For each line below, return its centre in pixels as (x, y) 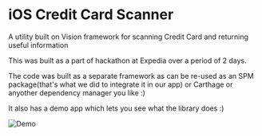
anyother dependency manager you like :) (77, 92)
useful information (38, 45)
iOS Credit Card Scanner (91, 15)
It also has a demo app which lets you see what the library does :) (116, 108)
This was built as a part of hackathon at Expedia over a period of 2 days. (128, 60)
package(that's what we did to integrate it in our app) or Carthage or (121, 84)
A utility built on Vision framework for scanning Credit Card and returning (129, 37)
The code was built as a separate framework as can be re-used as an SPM (131, 76)
